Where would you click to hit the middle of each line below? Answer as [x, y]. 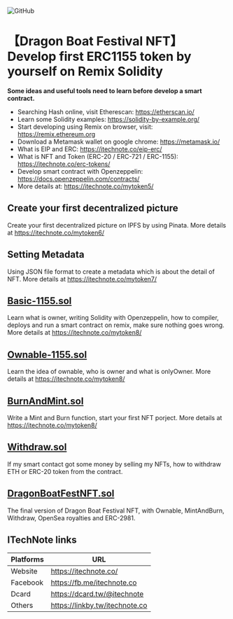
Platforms [27, 559]
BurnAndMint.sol [45, 401]
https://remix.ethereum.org [56, 134]
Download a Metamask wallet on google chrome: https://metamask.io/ [119, 141]
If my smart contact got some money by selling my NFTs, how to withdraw [114, 464]
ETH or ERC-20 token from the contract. [65, 471]
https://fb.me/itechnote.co [94, 583]
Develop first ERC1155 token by [99, 57]
